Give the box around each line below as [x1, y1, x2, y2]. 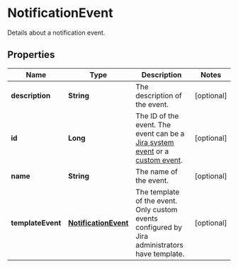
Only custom [135, 204, 178, 214]
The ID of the [135, 111, 179, 121]
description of [135, 91, 182, 100]
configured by [135, 222, 183, 232]
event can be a [135, 129, 185, 139]
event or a [135, 146, 169, 156]
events [135, 214, 158, 223]
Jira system [135, 137, 175, 147]
